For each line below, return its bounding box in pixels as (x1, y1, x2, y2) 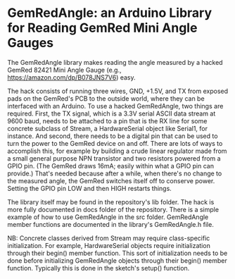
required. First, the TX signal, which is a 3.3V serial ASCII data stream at (7, 109, 216, 118)
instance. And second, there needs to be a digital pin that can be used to (7, 132, 218, 140)
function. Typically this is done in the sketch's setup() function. (7, 263, 190, 272)
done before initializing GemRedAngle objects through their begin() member (7, 256, 227, 265)
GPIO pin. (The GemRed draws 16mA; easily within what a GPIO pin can (7, 161, 215, 170)
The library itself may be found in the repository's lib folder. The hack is (7, 197, 215, 206)
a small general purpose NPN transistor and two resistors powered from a (7, 154, 221, 163)
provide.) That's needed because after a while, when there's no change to (7, 169, 222, 178)
